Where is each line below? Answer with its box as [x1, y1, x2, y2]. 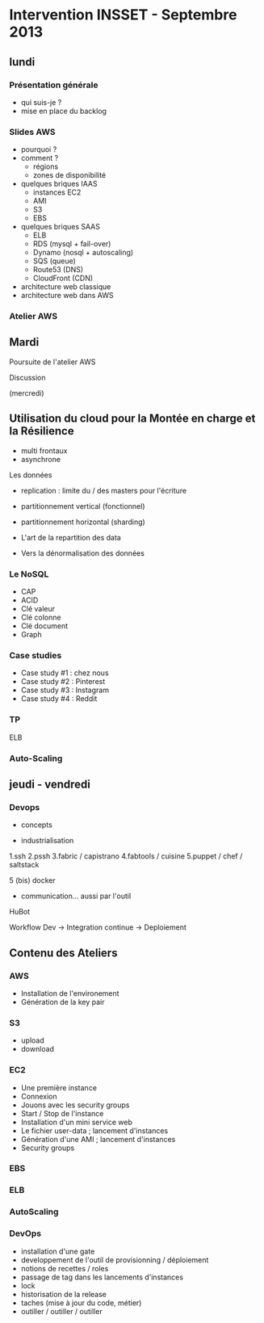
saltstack [9, 860, 40, 870]
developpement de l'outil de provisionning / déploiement [20, 1254, 209, 1265]
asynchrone [20, 454, 61, 464]
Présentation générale [9, 79, 98, 90]
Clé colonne [20, 612, 61, 623]
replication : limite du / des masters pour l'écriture [20, 485, 187, 495]
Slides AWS [9, 126, 56, 137]
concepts [20, 820, 53, 829]
